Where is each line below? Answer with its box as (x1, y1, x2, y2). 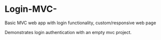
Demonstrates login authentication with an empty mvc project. (4, 29, 132, 35)
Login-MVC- (4, 3, 57, 15)
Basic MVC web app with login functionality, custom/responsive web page (4, 20, 157, 26)
